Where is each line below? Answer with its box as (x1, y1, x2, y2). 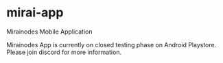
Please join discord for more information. (6, 48, 121, 56)
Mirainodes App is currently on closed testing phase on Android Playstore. (6, 40, 217, 49)
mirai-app (6, 5, 64, 21)
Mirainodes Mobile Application (6, 27, 93, 36)
